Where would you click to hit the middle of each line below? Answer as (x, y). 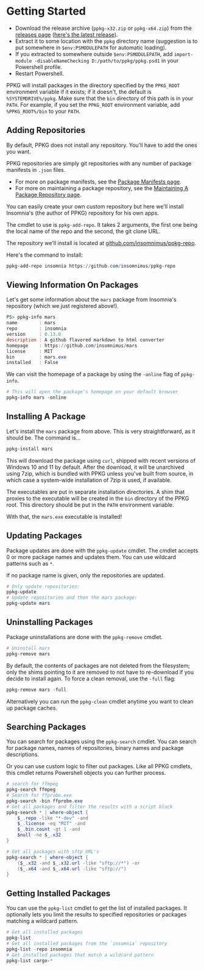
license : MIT (30, 351)
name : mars (31, 323)
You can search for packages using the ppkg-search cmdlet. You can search (101, 741)
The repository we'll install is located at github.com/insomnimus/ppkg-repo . (101, 243)
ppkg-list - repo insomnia (39, 949)
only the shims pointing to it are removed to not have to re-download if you (100, 672)
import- (184, 54)
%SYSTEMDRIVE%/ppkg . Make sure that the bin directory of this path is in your (100, 98)
